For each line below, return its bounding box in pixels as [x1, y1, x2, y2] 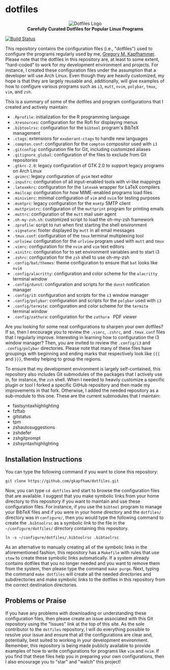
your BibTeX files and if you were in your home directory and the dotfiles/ [5, 509, 161, 515]
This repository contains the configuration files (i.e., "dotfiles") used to [5, 45, 153, 51]
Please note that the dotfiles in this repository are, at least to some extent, [5, 56, 160, 62]
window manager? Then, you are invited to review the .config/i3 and [5, 340, 151, 346]
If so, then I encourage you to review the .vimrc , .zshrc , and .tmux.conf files [5, 329, 165, 335]
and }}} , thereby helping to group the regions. [5, 356, 101, 362]
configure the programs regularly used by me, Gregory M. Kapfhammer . [5, 51, 156, 57]
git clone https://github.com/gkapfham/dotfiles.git [5, 478, 119, 483]
